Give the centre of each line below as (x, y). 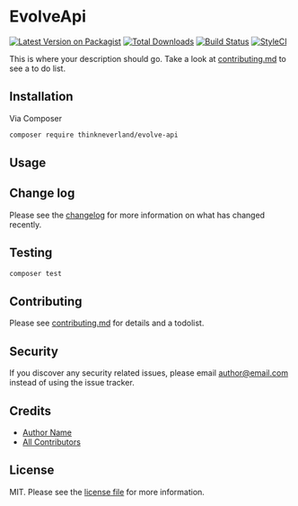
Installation (41, 97)
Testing (31, 253)
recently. (26, 224)
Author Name (47, 432)
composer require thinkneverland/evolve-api (94, 135)
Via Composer (36, 118)
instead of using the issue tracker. (72, 383)
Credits (31, 411)
